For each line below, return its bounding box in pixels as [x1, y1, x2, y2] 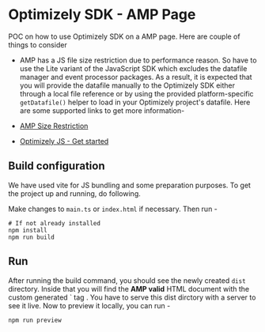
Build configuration [8, 160, 105, 173]
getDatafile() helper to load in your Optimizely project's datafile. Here [19, 97, 251, 107]
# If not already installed [8, 219, 101, 227]
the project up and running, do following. [8, 188, 141, 198]
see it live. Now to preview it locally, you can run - [8, 300, 171, 310]
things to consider [8, 40, 67, 49]
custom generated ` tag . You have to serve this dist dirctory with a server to [8, 292, 256, 302]
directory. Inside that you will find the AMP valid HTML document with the [8, 284, 250, 293]
